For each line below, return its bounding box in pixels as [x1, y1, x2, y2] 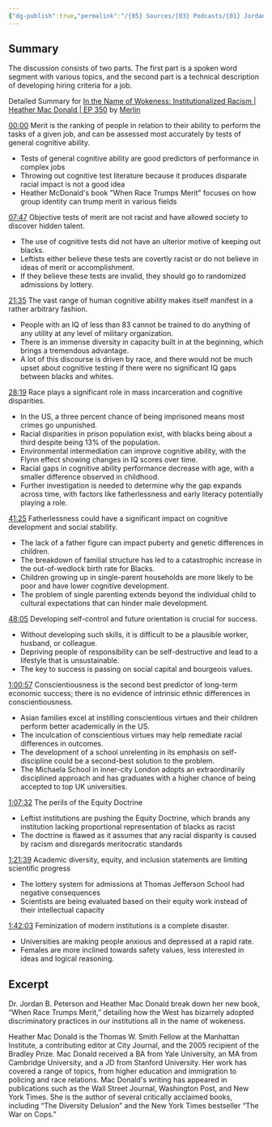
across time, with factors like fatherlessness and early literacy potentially [19, 489, 264, 499]
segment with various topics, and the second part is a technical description [8, 72, 260, 82]
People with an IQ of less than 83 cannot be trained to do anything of [19, 320, 251, 329]
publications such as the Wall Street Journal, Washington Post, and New [8, 1084, 249, 1094]
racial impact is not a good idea [19, 179, 125, 189]
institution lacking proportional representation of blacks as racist [19, 822, 236, 832]
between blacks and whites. [19, 372, 114, 381]
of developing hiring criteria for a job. [8, 80, 133, 90]
